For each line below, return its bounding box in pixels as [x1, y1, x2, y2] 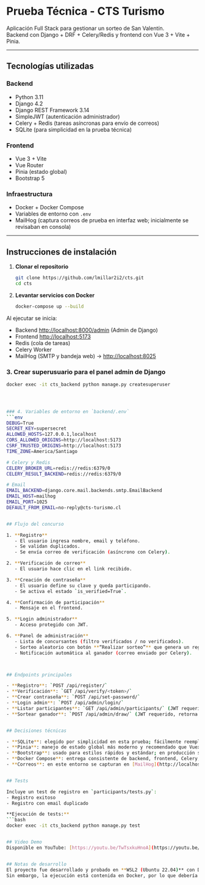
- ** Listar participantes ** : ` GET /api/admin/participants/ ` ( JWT [6, 705, 179, 711]
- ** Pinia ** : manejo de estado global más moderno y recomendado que [6, 744, 187, 750]
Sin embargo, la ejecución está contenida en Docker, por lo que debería [6, 872, 198, 879]
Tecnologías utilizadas [6, 61, 94, 72]
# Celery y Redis [6, 459, 51, 466]
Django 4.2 [15, 100, 43, 107]
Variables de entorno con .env [15, 210, 92, 218]
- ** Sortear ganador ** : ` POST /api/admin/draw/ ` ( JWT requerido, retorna [6, 711, 198, 717]
